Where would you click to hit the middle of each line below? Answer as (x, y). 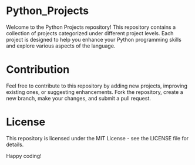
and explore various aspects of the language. (61, 46)
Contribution (38, 70)
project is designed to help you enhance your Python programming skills (94, 39)
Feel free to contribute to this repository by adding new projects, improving (97, 86)
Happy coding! (24, 156)
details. (15, 144)
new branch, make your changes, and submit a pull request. (79, 98)
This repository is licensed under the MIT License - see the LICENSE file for (97, 138)
